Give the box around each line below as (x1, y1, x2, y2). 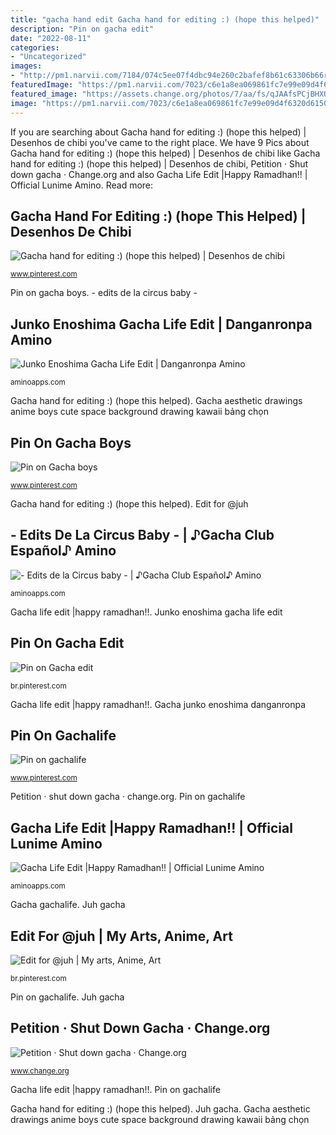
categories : (10, 42, 60, 53)
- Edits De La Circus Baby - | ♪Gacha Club (10, 527, 275, 544)
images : (10, 61, 43, 71)
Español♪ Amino (10, 542, 117, 560)
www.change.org (10, 1066, 70, 1076)
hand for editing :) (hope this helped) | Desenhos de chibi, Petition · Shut (10, 157, 309, 170)
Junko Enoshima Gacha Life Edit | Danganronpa (10, 316, 313, 333)
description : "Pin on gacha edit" (10, 24, 155, 34)
